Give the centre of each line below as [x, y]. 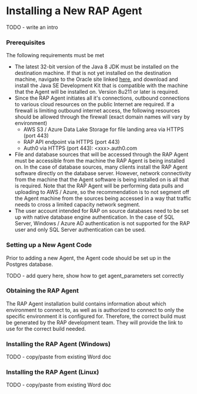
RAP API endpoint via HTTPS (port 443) [71, 142]
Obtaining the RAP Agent [43, 291]
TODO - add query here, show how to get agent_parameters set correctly [95, 275]
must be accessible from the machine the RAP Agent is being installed [100, 161]
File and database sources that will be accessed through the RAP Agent [101, 155]
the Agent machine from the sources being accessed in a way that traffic [103, 198]
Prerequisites [26, 42]
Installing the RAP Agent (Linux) [53, 372]
